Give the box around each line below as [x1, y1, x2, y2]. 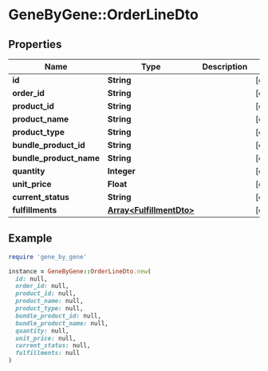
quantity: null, [15, 326, 69, 335]
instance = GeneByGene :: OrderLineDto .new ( [8, 267, 152, 275]
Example [8, 232, 53, 245]
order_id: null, [15, 282, 69, 290]
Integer [107, 166, 136, 177]
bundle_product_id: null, [15, 312, 102, 320]
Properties [8, 38, 62, 51]
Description [202, 62, 248, 72]
